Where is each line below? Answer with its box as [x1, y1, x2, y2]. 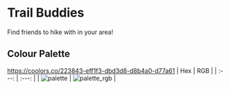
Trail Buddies [7, 5, 85, 21]
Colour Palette [7, 48, 71, 60]
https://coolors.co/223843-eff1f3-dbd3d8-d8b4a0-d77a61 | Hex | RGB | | [7, 66, 217, 74]
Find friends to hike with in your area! [7, 28, 114, 36]
